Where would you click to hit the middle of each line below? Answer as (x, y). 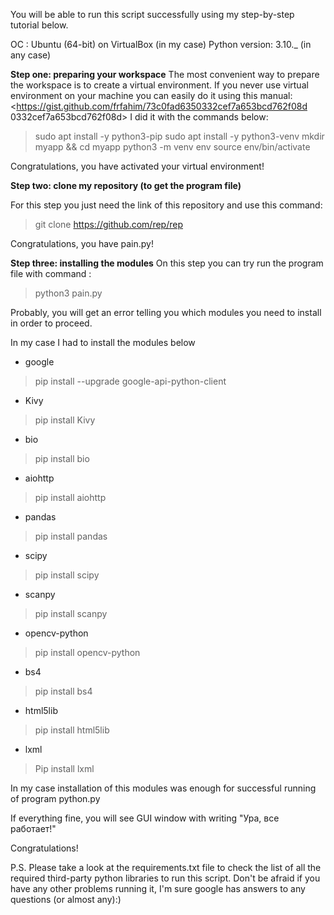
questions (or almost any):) (66, 899)
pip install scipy (67, 575)
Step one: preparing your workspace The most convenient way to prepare (165, 74)
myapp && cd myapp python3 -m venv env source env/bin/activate (172, 147)
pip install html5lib (72, 730)
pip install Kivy (65, 420)
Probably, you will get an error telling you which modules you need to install (166, 312)
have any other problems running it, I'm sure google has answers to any (158, 888)
